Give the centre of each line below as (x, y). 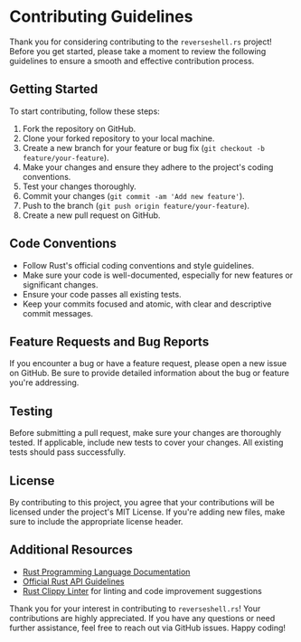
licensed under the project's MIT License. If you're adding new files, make (147, 512)
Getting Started (54, 89)
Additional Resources (71, 550)
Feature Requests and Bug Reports (109, 341)
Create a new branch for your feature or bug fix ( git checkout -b (143, 147)
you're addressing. (44, 382)
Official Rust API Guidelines (73, 581)
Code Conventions (63, 244)
